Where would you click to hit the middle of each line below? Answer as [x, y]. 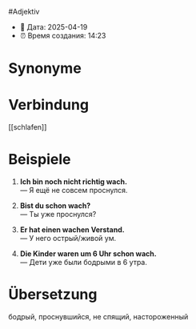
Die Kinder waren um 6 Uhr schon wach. [88, 254]
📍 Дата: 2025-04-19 [54, 27]
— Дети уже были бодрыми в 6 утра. [84, 263]
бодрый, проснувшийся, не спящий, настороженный [98, 317]
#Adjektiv [24, 12]
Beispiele [40, 160]
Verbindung [49, 105]
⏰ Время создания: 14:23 [63, 36]
